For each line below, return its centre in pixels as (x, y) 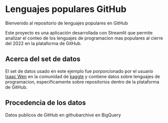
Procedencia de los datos (46, 103)
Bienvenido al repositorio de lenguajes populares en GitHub (66, 23)
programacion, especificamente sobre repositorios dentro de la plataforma (82, 81)
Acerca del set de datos (43, 59)
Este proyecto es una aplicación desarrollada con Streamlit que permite (79, 32)
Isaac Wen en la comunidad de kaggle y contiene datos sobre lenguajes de (83, 76)
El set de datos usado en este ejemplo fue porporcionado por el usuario (79, 71)
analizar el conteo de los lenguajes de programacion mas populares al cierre (84, 38)
